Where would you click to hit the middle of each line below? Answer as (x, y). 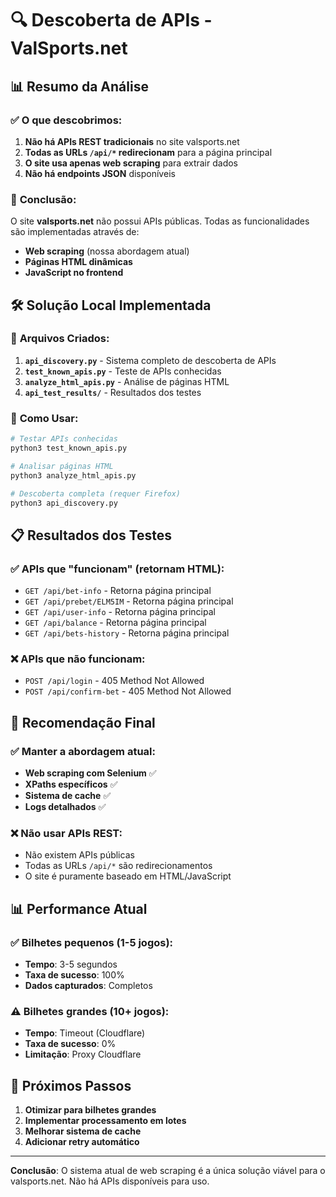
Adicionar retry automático (82, 1142)
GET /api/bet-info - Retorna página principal (118, 591)
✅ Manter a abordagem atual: (83, 751)
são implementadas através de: (75, 232)
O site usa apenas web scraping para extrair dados (131, 163)
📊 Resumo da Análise (79, 86)
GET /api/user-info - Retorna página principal (120, 612)
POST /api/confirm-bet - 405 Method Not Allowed (128, 691)
